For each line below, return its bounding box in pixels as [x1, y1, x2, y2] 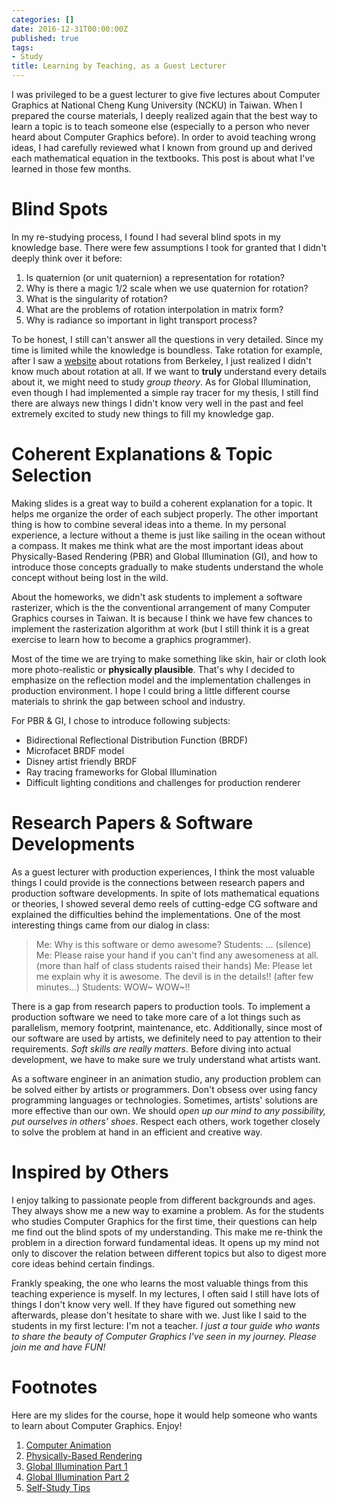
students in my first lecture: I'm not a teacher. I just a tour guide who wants [11, 1319, 321, 1331]
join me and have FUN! [11, 1341, 106, 1353]
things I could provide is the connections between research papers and [11, 876, 305, 888]
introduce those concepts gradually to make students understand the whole [11, 561, 324, 573]
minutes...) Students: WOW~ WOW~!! [35, 981, 191, 993]
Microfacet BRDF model [25, 744, 125, 756]
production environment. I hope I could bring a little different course [11, 684, 291, 696]
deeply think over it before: [11, 252, 123, 264]
